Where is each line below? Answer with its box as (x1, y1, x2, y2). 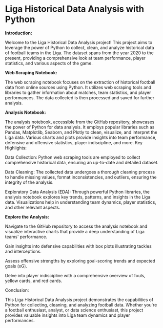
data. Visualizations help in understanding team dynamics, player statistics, (5, 199, 156, 205)
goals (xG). (5, 263, 28, 269)
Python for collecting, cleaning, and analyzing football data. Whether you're (5, 302, 157, 307)
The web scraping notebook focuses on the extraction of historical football (5, 79, 155, 85)
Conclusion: (5, 287, 29, 293)
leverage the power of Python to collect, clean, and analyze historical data (5, 44, 155, 50)
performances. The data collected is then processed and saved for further (5, 94, 155, 101)
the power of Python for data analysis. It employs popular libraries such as (5, 124, 155, 130)
